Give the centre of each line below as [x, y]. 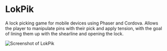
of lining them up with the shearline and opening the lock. [64, 33]
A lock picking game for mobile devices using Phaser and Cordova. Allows [82, 23]
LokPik [19, 9]
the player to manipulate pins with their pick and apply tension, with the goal [84, 28]
